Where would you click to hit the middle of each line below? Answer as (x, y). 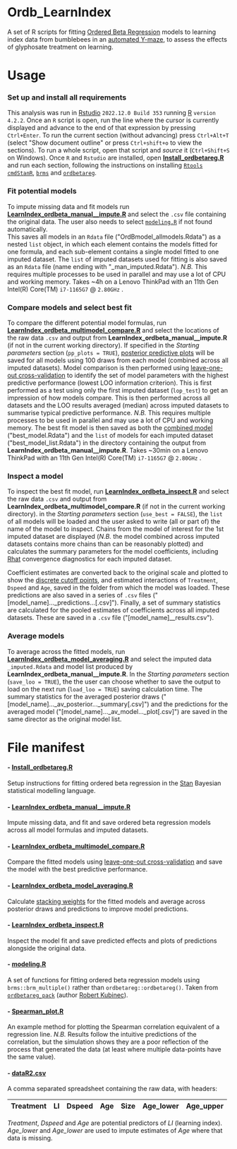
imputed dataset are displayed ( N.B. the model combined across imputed (114, 537)
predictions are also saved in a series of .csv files (79, 595)
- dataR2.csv (27, 1073)
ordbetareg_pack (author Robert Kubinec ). (68, 995)
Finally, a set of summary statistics (170, 603)
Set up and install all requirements (67, 97)
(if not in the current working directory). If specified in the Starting (103, 345)
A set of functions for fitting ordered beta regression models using (104, 980)
